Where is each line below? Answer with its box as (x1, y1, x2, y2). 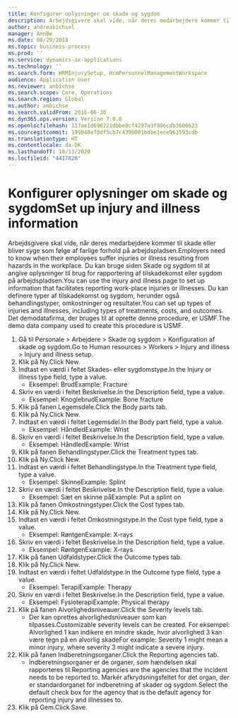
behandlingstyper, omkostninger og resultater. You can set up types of (8, 298, 211, 307)
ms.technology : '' (8, 63, 62, 70)
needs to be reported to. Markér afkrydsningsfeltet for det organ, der (28, 673, 230, 681)
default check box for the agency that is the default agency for (28, 688, 211, 696)
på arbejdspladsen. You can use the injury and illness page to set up (8, 276, 206, 285)
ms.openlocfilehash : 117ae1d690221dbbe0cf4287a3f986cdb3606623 (8, 122, 198, 129)
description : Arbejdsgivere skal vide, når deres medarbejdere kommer (8, 17, 220, 24)
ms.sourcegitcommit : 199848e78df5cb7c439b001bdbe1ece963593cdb (8, 129, 198, 136)
